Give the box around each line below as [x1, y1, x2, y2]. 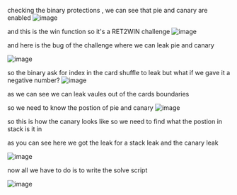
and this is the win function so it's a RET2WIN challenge [7, 28, 170, 35]
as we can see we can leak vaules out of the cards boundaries [7, 90, 190, 98]
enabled [7, 13, 31, 22]
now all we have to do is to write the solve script [7, 166, 148, 174]
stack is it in [7, 125, 42, 133]
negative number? [7, 76, 60, 84]
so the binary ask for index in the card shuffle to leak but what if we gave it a [7, 69, 231, 77]
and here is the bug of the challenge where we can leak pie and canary [7, 41, 214, 49]
